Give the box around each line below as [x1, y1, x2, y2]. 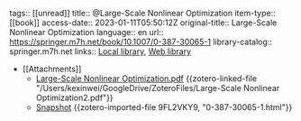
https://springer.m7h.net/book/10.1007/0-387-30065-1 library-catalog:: [9, 36, 273, 47]
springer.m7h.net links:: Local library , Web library [9, 46, 192, 57]
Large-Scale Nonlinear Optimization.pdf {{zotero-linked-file [35, 73, 258, 84]
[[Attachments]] [22, 63, 82, 74]
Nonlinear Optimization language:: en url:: [9, 27, 164, 37]
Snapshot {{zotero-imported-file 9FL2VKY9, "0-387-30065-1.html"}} [35, 102, 293, 112]
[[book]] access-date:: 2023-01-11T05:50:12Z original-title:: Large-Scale [9, 17, 278, 28]
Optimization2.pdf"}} [35, 92, 114, 103]
